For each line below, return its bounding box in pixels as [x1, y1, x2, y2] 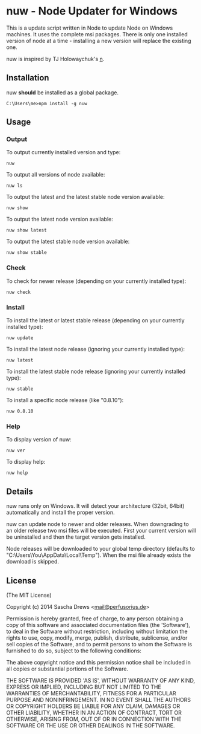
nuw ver [6, 447, 26, 454]
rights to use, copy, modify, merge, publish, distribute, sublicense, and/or [6, 634, 188, 641]
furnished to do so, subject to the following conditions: [6, 647, 141, 654]
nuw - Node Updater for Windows [6, 4, 178, 18]
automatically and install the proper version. [6, 509, 116, 516]
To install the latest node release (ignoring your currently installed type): [6, 346, 185, 353]
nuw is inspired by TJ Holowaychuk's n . [6, 55, 105, 62]
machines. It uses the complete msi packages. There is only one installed [6, 30, 188, 37]
